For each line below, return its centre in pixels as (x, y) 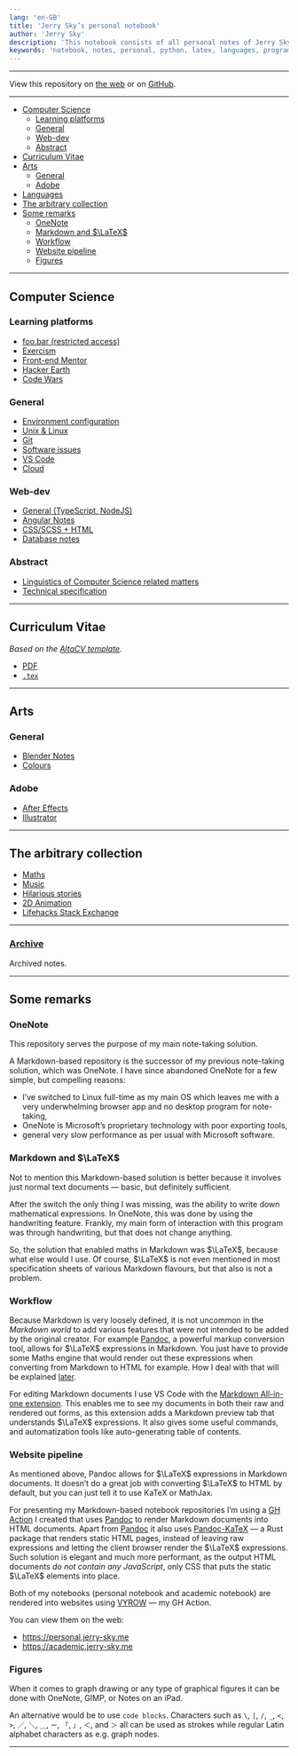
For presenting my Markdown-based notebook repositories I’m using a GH (145, 1510)
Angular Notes (48, 520)
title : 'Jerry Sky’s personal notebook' (85, 26)
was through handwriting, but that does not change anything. (121, 1232)
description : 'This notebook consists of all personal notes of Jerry (142, 42)
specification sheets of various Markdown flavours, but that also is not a (141, 1268)
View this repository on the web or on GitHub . (93, 84)
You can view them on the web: (67, 1620)
